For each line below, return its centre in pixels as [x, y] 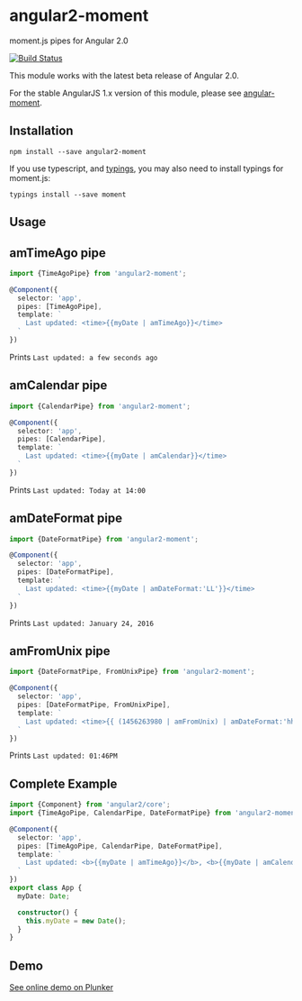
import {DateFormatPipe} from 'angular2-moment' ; [104, 539]
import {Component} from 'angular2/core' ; [90, 805]
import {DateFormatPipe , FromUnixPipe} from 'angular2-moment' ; [132, 672]
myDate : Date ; [44, 896]
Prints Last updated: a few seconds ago [84, 357]
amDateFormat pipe [66, 519]
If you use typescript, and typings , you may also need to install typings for [147, 168]
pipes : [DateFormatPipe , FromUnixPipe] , [94, 705]
